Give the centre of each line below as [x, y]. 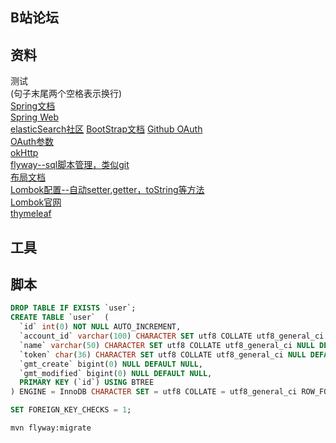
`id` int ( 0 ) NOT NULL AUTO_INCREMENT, [100, 327]
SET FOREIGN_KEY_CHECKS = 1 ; [71, 410]
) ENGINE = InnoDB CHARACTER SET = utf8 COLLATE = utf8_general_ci [154, 392]
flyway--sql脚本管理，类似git [70, 165]
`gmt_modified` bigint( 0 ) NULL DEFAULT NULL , [116, 373]
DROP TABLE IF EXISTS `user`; [73, 308]
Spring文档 [33, 106]
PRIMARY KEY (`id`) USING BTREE [87, 383]
